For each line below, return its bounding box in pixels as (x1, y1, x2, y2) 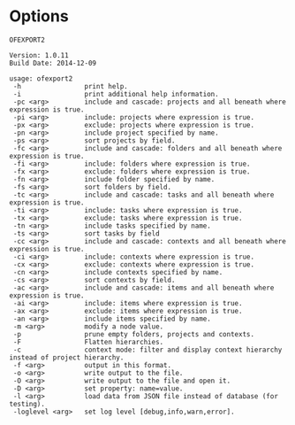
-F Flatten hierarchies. (12, 337, 164, 346)
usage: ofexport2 (9, 73, 73, 83)
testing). (9, 399, 46, 408)
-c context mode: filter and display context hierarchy (12, 345, 283, 354)
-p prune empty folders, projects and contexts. (12, 329, 254, 338)
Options (9, 6, 69, 27)
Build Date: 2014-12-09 (9, 58, 97, 67)
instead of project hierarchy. (9, 352, 125, 362)
